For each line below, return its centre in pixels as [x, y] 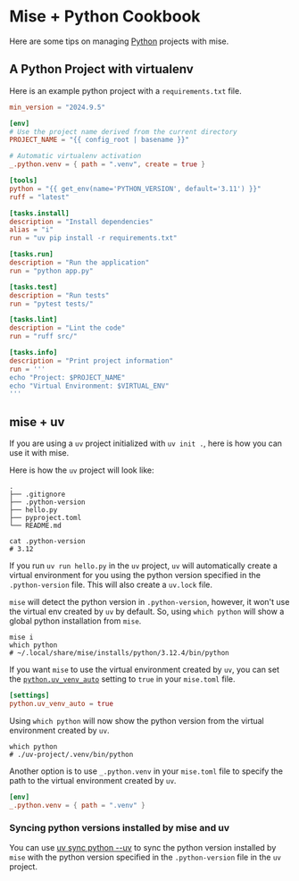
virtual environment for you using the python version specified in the [135, 575]
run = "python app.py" [51, 271]
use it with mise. [39, 453]
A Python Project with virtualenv [101, 69]
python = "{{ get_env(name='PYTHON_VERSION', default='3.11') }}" [135, 189]
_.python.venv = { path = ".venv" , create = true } [107, 164]
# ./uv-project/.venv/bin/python [71, 754]
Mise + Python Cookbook [105, 17]
